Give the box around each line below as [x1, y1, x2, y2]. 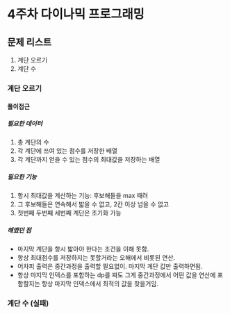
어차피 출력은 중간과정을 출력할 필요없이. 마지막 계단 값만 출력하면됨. [17, 262, 203, 271]
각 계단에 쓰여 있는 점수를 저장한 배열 [17, 147, 118, 155]
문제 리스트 [7, 36, 52, 48]
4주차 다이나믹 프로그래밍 [7, 6, 145, 22]
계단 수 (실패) [7, 299, 49, 308]
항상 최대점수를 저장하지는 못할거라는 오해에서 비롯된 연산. [17, 254, 176, 262]
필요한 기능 [7, 173, 37, 181]
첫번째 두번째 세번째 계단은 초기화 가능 [17, 209, 122, 217]
